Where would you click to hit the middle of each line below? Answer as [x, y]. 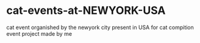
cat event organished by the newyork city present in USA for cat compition [100, 27]
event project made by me [39, 33]
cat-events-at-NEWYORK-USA [86, 11]
